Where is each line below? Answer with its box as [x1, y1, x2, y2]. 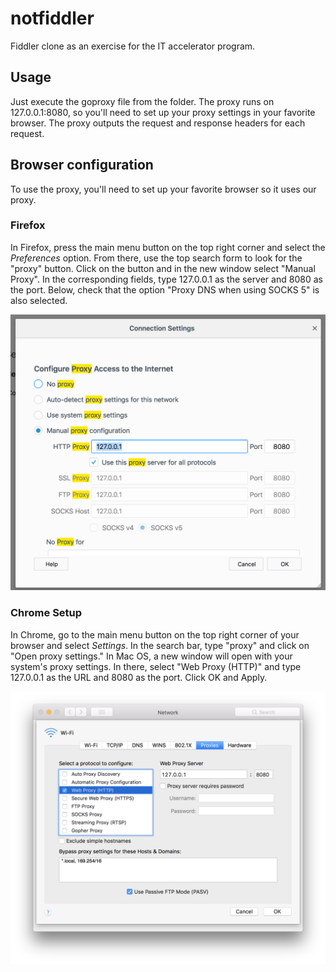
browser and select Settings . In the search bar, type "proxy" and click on [10, 639, 310, 651]
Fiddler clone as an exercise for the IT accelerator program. [10, 40, 256, 52]
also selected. [10, 294, 68, 306]
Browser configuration [10, 157, 154, 174]
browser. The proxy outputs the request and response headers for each [10, 117, 306, 129]
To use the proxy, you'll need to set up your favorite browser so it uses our [10, 183, 317, 195]
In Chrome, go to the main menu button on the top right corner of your [10, 628, 300, 641]
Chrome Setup [10, 606, 83, 620]
